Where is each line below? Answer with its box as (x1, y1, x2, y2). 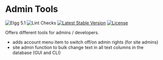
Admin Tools (5, 3, 58, 15)
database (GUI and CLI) (12, 50, 61, 56)
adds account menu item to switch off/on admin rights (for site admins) (12, 39, 159, 45)
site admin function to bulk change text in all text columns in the (12, 44, 144, 50)
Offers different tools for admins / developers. (5, 29, 99, 35)
